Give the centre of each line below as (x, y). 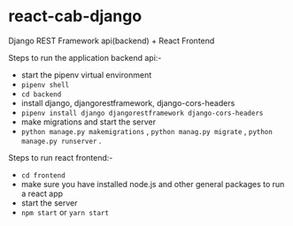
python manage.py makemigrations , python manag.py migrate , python (147, 131)
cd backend (41, 94)
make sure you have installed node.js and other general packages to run (153, 184)
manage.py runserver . (61, 140)
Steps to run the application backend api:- (85, 57)
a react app (42, 193)
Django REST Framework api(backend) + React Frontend (112, 41)
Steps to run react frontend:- (61, 157)
